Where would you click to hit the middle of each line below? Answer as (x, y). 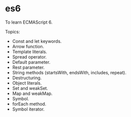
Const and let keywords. (37, 41)
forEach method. (29, 104)
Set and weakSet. (30, 88)
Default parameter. (31, 62)
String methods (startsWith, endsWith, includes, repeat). (69, 72)
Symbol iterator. (28, 109)
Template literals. (30, 52)
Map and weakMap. (32, 93)
